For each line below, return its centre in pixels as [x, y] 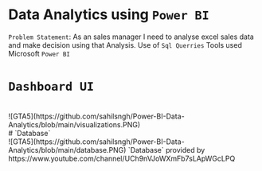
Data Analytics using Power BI [109, 15]
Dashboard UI [51, 87]
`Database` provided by [166, 150]
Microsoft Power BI [39, 53]
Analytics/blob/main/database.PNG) [67, 150]
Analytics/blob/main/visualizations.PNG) [74, 124]
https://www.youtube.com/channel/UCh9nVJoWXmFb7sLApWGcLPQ [122, 158]
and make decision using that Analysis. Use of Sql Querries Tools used [125, 45]
